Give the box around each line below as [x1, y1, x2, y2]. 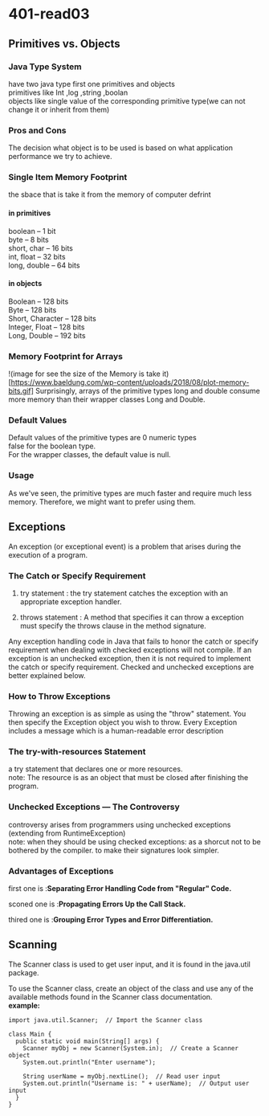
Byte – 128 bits [8, 305, 57, 314]
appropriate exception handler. [19, 596, 122, 607]
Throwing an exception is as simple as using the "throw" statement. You [8, 709, 247, 719]
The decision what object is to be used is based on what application [8, 143, 234, 153]
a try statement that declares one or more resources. [8, 764, 183, 774]
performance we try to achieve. [8, 152, 112, 161]
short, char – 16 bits [8, 243, 74, 253]
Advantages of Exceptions [8, 865, 114, 877]
